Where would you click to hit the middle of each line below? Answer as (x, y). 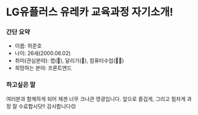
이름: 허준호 (28, 46)
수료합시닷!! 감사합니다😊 (48, 106)
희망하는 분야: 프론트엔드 (43, 68)
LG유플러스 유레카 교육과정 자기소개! (90, 12)
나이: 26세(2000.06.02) (43, 53)
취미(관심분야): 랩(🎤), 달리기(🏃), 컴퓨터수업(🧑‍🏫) (69, 61)
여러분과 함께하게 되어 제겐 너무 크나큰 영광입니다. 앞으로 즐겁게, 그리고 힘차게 (96, 98)
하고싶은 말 (21, 85)
